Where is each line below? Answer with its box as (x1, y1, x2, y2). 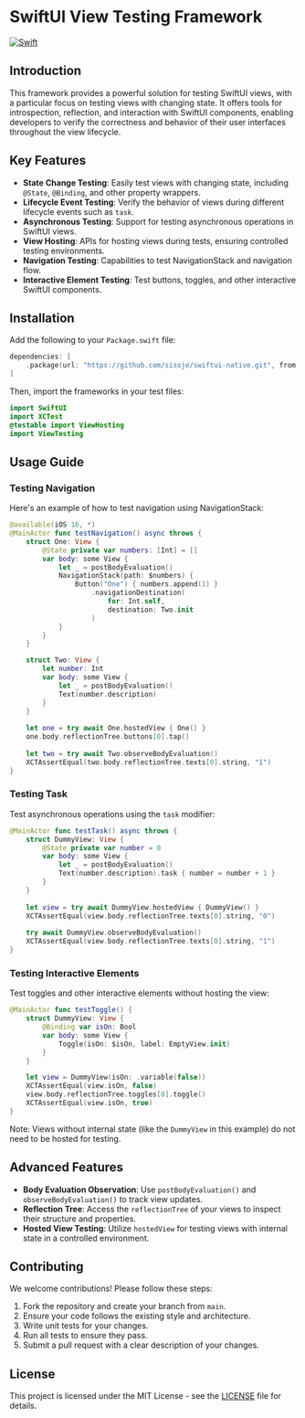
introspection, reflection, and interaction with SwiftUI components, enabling (9, 107, 294, 118)
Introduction (9, 63, 82, 79)
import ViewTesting (9, 429, 84, 438)
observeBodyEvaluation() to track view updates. (22, 1193, 204, 1204)
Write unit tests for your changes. (22, 1320, 149, 1331)
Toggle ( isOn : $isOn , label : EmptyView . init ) (58, 1040, 231, 1049)
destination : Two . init (107, 605, 195, 614)
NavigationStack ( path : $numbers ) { (58, 571, 195, 581)
